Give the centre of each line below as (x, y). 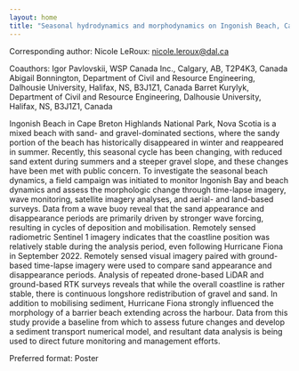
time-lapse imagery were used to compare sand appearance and (153, 265)
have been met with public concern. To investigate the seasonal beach (139, 171)
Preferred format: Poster (54, 358)
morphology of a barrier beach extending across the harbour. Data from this (149, 312)
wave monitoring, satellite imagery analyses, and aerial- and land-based (141, 199)
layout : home (33, 17)
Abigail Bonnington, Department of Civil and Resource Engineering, (132, 77)
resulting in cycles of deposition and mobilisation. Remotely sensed (133, 227)
